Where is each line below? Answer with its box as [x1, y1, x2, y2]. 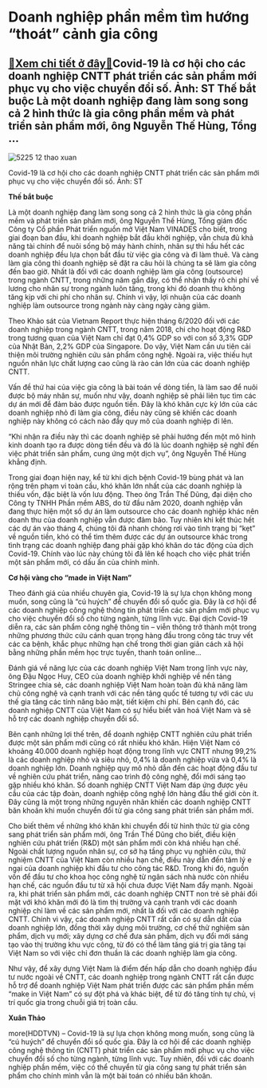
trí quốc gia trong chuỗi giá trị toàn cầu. [8, 998, 138, 1007]
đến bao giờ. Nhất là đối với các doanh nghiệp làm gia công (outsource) [8, 267, 244, 276]
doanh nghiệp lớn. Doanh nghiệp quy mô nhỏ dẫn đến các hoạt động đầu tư [8, 763, 257, 773]
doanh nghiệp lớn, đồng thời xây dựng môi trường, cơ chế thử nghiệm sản [8, 923, 249, 932]
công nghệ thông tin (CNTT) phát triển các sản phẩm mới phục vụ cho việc [8, 1046, 255, 1054]
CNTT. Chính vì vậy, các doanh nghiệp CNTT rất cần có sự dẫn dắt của [8, 914, 241, 924]
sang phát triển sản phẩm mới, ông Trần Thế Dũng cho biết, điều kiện [8, 830, 237, 839]
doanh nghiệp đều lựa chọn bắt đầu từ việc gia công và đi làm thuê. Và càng [8, 250, 259, 259]
